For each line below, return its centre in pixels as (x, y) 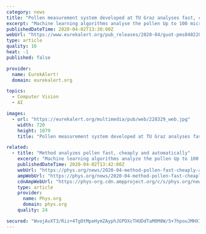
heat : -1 (17, 52)
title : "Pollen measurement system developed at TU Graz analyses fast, (101, 18)
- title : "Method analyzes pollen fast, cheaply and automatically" (101, 153)
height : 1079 (34, 130)
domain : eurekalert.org (42, 80)
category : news (26, 12)
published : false (29, 58)
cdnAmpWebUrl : (35, 181)
